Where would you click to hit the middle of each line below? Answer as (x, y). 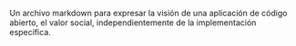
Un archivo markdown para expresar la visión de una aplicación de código (148, 13)
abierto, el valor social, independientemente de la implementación (133, 23)
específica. (31, 32)
